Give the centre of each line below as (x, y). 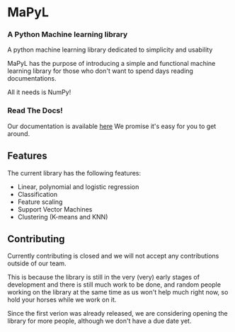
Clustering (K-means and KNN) (63, 217)
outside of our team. (37, 263)
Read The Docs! (35, 110)
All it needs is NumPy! (39, 92)
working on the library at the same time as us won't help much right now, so (118, 292)
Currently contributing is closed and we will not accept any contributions (113, 256)
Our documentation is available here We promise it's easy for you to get (112, 126)
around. (19, 133)
